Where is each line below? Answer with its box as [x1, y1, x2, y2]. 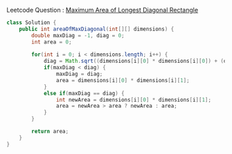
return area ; [31, 128, 69, 135]
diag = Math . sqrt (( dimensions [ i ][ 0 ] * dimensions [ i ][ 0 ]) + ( [43, 58, 224, 65]
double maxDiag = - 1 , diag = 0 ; [31, 32, 125, 39]
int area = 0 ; [31, 38, 72, 46]
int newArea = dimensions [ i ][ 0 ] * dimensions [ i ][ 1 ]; [55, 96, 212, 103]
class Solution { [6, 19, 57, 26]
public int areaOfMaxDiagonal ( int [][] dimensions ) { [19, 26, 175, 32]
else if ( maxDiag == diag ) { [43, 90, 125, 97]
